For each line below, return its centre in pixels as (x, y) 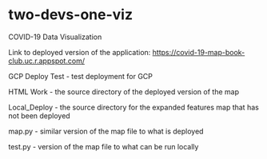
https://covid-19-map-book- (199, 52)
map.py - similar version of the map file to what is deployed (106, 131)
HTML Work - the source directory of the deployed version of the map (124, 91)
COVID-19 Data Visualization (55, 37)
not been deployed (39, 115)
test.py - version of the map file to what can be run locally (104, 146)
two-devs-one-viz (71, 15)
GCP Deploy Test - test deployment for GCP (81, 76)
